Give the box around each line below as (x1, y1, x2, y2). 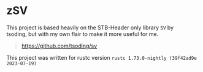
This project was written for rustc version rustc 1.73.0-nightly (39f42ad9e (6, 54, 197, 61)
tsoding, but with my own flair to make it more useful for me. (6, 30, 159, 37)
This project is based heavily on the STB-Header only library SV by (6, 24, 174, 31)
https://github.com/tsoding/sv (21, 42, 98, 49)
